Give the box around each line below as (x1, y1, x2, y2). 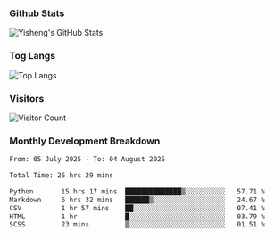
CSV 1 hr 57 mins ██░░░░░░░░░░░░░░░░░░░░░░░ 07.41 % (9, 203, 266, 212)
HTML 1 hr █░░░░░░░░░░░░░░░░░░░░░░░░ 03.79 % (9, 212, 266, 221)
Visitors (9, 92, 45, 104)
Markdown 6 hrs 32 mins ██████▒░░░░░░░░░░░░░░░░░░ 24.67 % (9, 195, 266, 204)
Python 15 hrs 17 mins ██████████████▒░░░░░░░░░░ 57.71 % (9, 186, 266, 196)
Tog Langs (9, 50, 56, 62)
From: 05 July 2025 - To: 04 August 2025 (9, 155, 166, 164)
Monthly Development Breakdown (9, 135, 161, 147)
